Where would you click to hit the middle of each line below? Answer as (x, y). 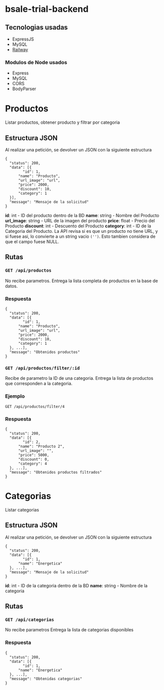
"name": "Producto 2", (41, 446)
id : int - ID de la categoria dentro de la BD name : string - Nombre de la (76, 585)
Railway (20, 50)
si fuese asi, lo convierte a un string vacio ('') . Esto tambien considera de (80, 236)
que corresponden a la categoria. (39, 384)
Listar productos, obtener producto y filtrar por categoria (63, 122)
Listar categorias (22, 509)
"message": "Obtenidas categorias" (46, 679)
